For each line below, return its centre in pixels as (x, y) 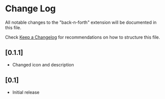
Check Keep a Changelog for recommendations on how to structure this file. (83, 37)
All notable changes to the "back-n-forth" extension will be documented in (81, 22)
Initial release (26, 92)
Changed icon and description (43, 64)
